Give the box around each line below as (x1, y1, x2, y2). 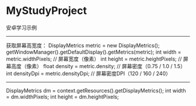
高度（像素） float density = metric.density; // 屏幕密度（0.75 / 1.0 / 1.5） (10, 62, 185, 69)
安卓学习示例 (6, 24, 37, 31)
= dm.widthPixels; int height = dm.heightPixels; (6, 93, 119, 100)
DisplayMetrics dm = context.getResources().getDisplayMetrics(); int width (6, 87, 186, 94)
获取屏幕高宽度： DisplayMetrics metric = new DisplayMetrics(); (6, 42, 160, 49)
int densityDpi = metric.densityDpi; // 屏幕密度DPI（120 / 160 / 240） (6, 70, 171, 77)
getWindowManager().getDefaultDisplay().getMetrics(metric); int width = (6, 48, 181, 55)
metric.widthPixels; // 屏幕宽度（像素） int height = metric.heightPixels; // (6, 55, 182, 62)
